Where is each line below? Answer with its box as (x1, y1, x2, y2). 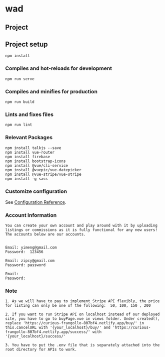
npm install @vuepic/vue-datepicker (5, 167, 81, 172)
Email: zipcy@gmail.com (5, 258, 55, 264)
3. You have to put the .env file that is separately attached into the (5, 342, 160, 348)
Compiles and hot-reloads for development (5, 65, 112, 72)
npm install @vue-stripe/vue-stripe (5, 172, 81, 177)
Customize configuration (5, 188, 67, 195)
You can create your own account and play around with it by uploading (5, 223, 157, 228)
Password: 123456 (5, 250, 43, 255)
